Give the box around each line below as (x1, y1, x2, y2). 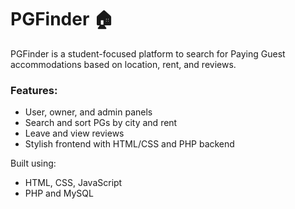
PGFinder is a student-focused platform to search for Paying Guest (10, 47, 286, 60)
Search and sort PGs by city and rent (24, 117, 178, 129)
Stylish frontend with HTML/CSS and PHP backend (24, 138, 235, 150)
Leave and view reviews (24, 127, 125, 140)
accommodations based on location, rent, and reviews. (10, 58, 237, 70)
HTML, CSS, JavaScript (24, 177, 123, 189)
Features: (10, 83, 58, 97)
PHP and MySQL (24, 187, 94, 200)
